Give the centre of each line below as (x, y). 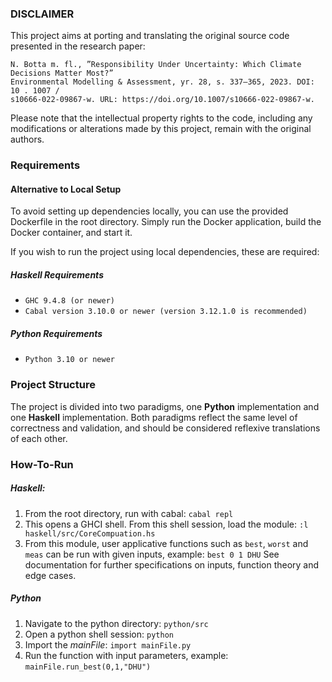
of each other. (39, 438)
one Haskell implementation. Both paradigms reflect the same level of (154, 417)
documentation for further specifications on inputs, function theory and (172, 564)
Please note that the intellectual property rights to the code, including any (161, 118)
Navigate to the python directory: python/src (116, 623)
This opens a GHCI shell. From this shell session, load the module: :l (166, 524)
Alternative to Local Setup (66, 189)
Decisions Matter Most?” (62, 73)
